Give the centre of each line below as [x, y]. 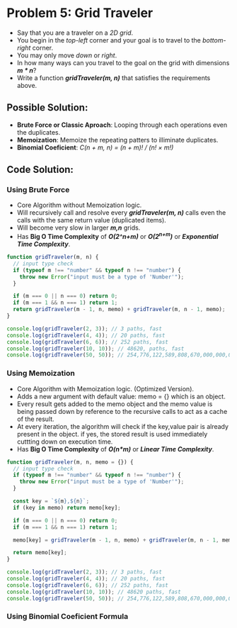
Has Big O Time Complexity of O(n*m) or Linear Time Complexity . [115, 449]
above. [27, 85]
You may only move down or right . [67, 55]
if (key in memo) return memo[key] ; [67, 508]
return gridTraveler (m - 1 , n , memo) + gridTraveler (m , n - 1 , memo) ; [119, 310]
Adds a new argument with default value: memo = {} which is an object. [121, 396]
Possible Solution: [47, 108]
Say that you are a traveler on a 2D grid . [75, 33]
